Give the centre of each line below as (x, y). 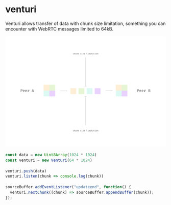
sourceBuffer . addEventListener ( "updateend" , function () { (68, 187)
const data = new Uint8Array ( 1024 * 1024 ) (51, 155)
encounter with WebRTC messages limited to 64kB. (59, 28)
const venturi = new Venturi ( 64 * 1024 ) (49, 160)
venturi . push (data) (26, 171)
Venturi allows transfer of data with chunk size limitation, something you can (86, 23)
